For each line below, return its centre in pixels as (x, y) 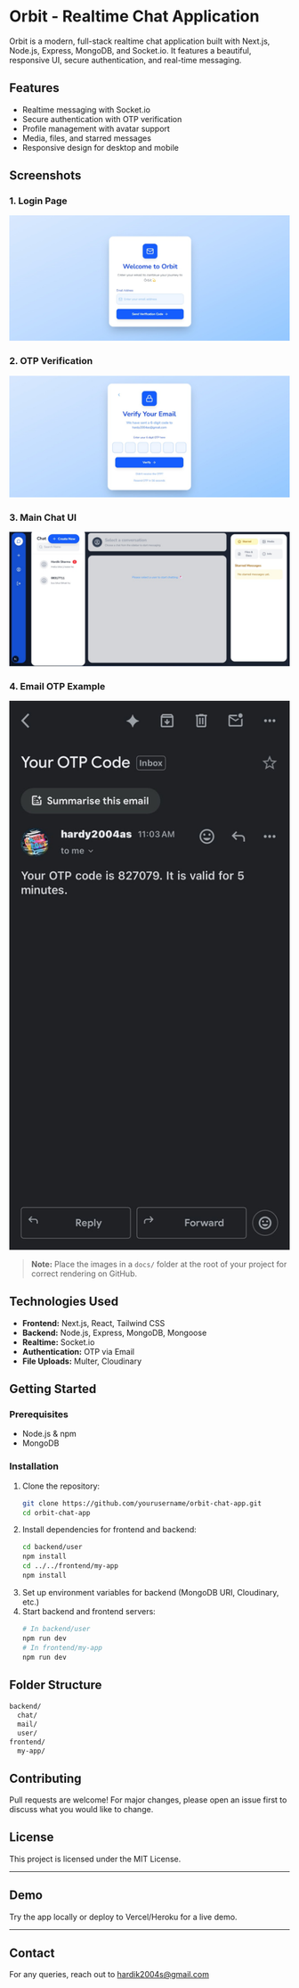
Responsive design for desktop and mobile (101, 147)
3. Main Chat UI (43, 517)
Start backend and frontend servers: (89, 1611)
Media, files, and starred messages (86, 138)
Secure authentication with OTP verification (102, 119)
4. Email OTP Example (57, 686)
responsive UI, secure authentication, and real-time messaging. (125, 60)
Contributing (45, 1778)
